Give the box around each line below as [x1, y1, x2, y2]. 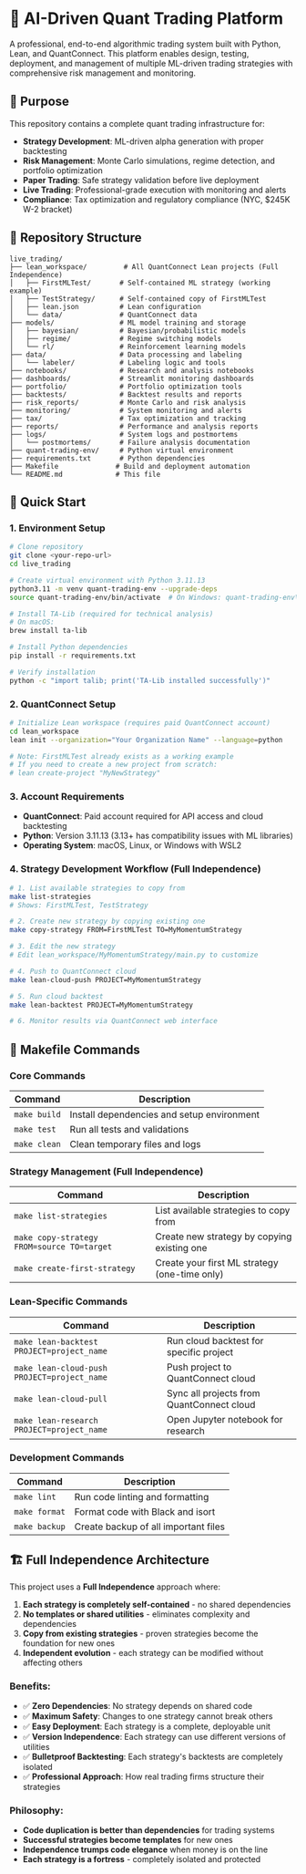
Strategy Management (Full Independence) [9, 1165, 204, 1177]
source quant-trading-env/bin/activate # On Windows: [9, 593, 222, 602]
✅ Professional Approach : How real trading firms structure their [22, 1771, 265, 1782]
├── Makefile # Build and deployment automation [9, 461, 250, 471]
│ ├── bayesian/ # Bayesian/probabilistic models [9, 326, 247, 336]
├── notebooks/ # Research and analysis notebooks [9, 366, 255, 375]
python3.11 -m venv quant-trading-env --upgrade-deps [9, 584, 219, 594]
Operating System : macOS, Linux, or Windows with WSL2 [22, 840, 242, 851]
